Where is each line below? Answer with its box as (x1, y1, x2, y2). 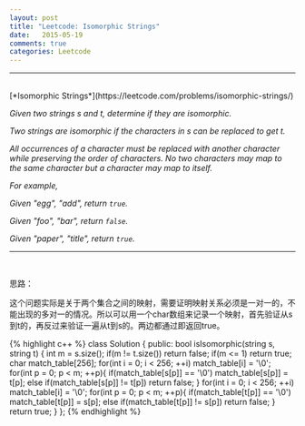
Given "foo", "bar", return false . (9, 216, 129, 227)
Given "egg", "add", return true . (9, 198, 129, 209)
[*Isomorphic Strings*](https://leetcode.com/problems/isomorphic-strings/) (9, 90, 294, 101)
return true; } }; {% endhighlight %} (9, 406, 142, 417)
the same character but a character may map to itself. (9, 163, 213, 174)
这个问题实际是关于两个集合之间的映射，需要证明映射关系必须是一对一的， (9, 298, 288, 309)
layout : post (9, 13, 59, 23)
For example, (9, 180, 59, 191)
